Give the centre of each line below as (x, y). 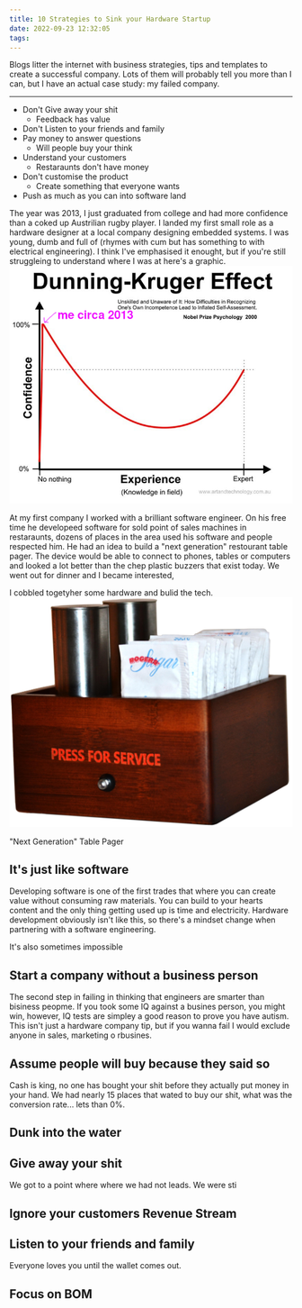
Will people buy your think (84, 148)
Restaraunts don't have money (93, 168)
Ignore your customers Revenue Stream (123, 1213)
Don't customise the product (75, 177)
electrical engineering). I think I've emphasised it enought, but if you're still (147, 251)
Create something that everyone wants (107, 186)
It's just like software (69, 869)
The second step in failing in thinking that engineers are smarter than (137, 997)
